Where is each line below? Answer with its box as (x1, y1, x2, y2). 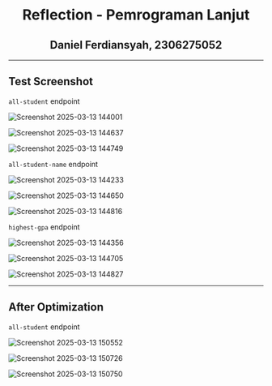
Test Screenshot (8, 75, 93, 88)
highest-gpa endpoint (8, 221, 80, 232)
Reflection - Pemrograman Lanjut (22, 6, 250, 24)
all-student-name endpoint (8, 159, 99, 169)
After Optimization (8, 300, 104, 314)
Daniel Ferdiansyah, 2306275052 (49, 38, 223, 52)
